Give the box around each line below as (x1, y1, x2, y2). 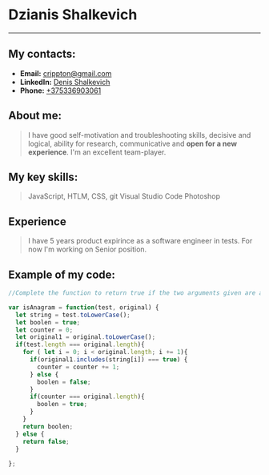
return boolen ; (22, 422, 74, 430)
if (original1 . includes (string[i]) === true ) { (29, 356, 188, 364)
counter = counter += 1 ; (37, 363, 120, 371)
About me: (8, 109, 62, 123)
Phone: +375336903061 (19, 86, 102, 95)
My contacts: (8, 47, 76, 61)
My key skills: (8, 170, 78, 183)
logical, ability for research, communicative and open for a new (27, 139, 238, 148)
